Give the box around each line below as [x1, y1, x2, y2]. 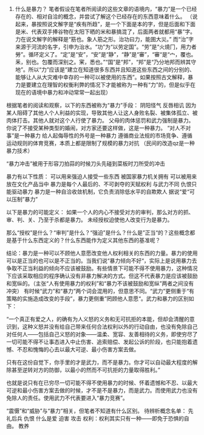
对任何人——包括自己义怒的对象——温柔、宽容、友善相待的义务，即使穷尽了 [6, 331, 198, 338]
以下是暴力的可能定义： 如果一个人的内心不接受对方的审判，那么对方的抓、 [6, 209, 194, 215]
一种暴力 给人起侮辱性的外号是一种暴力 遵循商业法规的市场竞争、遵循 [19, 132, 193, 139]
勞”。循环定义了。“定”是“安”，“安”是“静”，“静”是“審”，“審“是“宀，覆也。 [15, 51, 197, 58]
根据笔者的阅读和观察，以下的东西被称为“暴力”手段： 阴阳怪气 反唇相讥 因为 [6, 102, 197, 109]
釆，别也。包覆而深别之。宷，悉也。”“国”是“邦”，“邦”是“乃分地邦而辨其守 [15, 58, 197, 66]
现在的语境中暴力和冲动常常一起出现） [15, 89, 111, 96]
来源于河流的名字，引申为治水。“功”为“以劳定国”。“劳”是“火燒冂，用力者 [15, 43, 197, 50]
